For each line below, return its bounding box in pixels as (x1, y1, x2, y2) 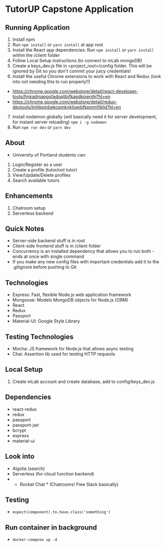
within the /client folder (12, 52, 60, 58)
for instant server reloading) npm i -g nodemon (12, 119, 107, 125)
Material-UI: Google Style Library (12, 318, 81, 324)
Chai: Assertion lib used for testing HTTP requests (12, 351, 115, 357)
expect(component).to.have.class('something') (12, 510, 111, 515)
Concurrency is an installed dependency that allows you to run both (12, 248, 151, 254)
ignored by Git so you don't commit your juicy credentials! (12, 68, 131, 74)
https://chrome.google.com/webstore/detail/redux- (12, 99, 118, 105)
